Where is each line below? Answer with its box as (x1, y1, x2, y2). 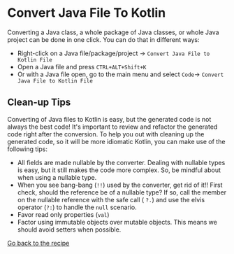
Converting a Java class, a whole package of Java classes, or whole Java (7, 28, 219, 36)
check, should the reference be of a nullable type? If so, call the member (17, 188, 227, 197)
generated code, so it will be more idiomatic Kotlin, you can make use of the (7, 137, 226, 146)
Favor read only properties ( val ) (17, 210, 110, 218)
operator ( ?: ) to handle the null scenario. (17, 203, 138, 211)
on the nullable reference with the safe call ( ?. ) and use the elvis (17, 195, 205, 204)
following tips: (7, 145, 47, 153)
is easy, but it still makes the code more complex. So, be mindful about (17, 166, 221, 174)
